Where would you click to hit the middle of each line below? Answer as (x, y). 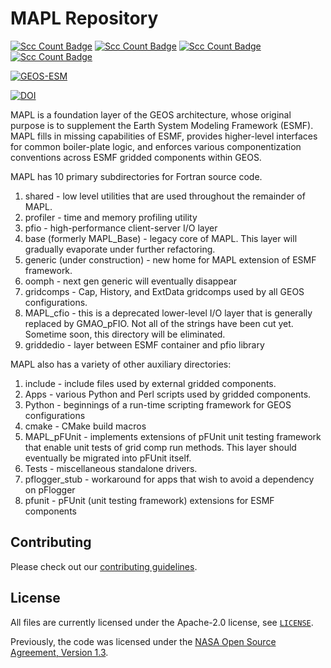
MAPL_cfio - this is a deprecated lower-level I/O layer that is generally (168, 313)
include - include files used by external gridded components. (150, 383)
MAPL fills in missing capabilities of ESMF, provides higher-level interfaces (164, 136)
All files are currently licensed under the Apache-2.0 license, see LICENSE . (162, 622)
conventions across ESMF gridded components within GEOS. (136, 157)
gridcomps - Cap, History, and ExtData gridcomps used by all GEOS (164, 291)
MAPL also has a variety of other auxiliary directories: (121, 364)
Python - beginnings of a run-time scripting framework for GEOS (158, 404)
